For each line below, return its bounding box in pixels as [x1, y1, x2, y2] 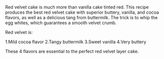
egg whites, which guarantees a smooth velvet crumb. [5, 20, 117, 26]
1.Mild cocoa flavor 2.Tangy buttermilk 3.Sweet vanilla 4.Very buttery [5, 39, 147, 45]
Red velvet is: [5, 29, 33, 35]
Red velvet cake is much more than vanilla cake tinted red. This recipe [5, 4, 149, 10]
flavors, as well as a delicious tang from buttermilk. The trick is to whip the [5, 15, 158, 20]
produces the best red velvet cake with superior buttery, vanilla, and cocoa [5, 9, 160, 15]
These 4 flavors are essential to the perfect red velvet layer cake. [5, 49, 139, 54]
